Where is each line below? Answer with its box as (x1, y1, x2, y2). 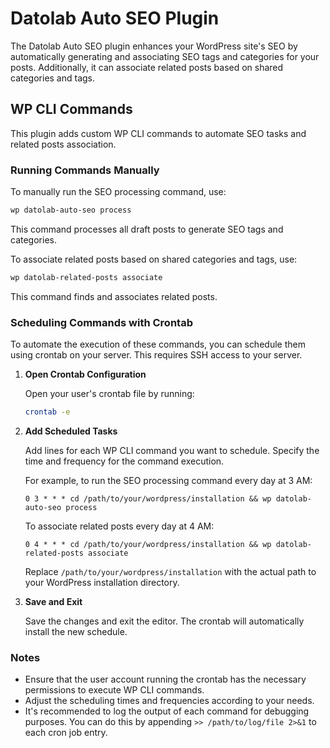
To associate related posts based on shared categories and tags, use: (10, 253, 298, 265)
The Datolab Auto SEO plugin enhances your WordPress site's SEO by (10, 40, 298, 52)
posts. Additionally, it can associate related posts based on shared (10, 61, 284, 73)
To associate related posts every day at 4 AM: (24, 520, 215, 532)
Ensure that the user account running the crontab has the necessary (24, 673, 307, 686)
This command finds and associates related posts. (10, 290, 218, 302)
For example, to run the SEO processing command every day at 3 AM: (24, 474, 313, 486)
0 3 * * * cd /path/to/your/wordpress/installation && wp (24, 493, 272, 504)
